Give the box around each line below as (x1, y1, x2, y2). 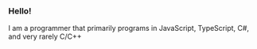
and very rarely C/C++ (8, 32, 82, 41)
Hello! (8, 6, 32, 17)
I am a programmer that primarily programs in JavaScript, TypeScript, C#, (8, 24, 249, 33)
